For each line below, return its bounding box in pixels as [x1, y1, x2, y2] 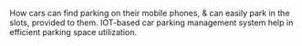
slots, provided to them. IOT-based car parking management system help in [9, 17, 294, 28]
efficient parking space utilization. [9, 27, 137, 37]
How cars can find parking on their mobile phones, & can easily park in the [9, 8, 290, 18]
